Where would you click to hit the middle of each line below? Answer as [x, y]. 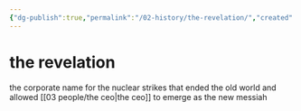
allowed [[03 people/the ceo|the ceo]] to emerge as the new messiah [139, 97]
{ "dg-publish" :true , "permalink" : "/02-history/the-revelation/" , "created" [151, 18]
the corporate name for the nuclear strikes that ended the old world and [143, 88]
